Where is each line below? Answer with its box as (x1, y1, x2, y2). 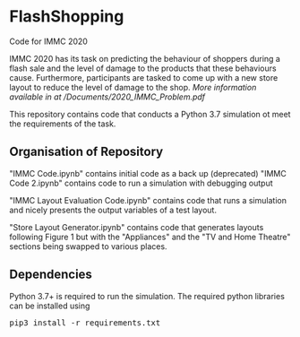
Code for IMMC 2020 (9, 36, 88, 47)
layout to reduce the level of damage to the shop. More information (9, 82, 257, 92)
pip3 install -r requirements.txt (9, 317, 161, 328)
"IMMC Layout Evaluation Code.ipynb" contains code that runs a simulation (9, 194, 287, 205)
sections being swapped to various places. (9, 240, 167, 252)
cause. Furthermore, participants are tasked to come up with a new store (9, 72, 279, 82)
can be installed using (9, 300, 90, 311)
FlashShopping (9, 6, 124, 27)
